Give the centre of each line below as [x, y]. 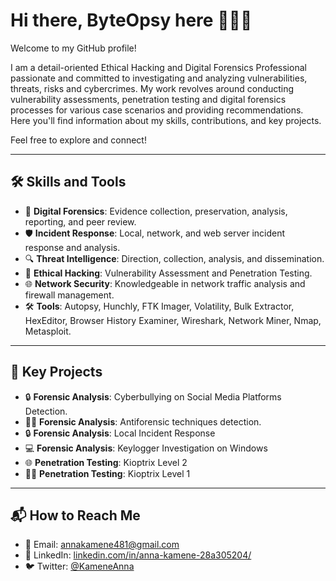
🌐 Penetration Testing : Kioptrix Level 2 [106, 462]
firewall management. [69, 295]
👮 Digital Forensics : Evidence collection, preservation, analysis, [156, 211]
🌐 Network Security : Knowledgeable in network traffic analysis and [165, 283]
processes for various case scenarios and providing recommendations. [157, 110]
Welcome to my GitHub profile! [73, 48]
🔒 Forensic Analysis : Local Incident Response [120, 433]
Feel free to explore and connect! [78, 140]
